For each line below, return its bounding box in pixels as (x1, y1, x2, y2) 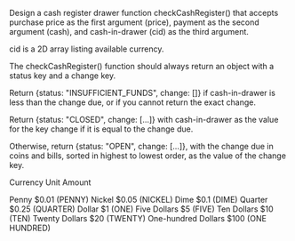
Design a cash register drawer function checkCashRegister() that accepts (9, 8, 279, 18)
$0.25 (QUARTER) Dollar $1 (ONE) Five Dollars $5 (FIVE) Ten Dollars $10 (9, 204, 274, 214)
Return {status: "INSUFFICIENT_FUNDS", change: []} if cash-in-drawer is (9, 88, 275, 98)
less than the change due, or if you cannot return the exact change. (9, 97, 256, 108)
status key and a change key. (9, 70, 116, 81)
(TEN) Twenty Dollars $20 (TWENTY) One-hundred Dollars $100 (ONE (9, 213, 267, 223)
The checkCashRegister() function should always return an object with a (9, 61, 275, 71)
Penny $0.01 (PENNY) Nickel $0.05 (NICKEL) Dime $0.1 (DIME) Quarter (9, 195, 268, 205)
